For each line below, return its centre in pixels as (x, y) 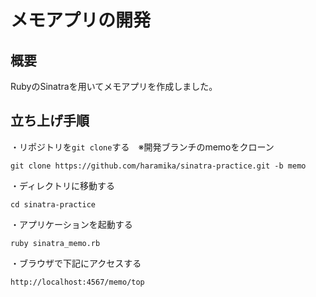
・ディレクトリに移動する (63, 185)
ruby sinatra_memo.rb (55, 243)
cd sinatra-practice (53, 204)
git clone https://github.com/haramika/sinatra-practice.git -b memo (158, 166)
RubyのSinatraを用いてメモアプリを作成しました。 (114, 86)
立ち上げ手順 (50, 121)
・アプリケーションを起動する (71, 224)
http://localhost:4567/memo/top (77, 282)
